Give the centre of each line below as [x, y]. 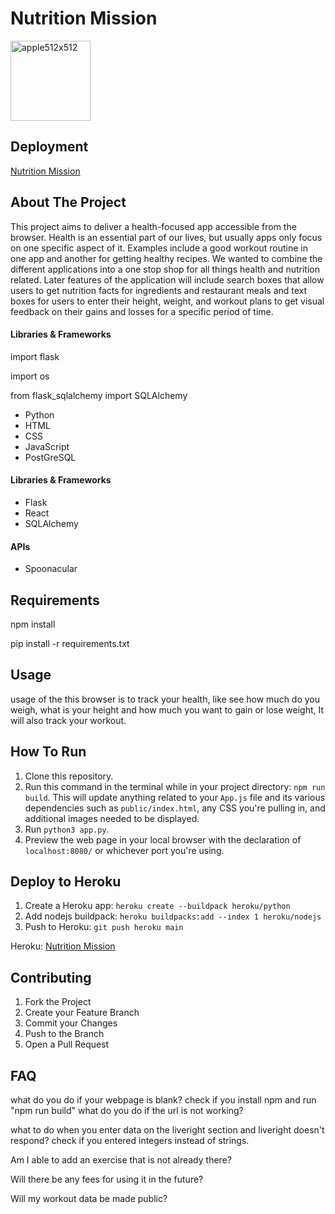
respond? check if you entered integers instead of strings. [130, 1141]
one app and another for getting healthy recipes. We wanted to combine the [166, 258]
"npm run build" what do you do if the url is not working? [127, 1111]
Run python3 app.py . [67, 829]
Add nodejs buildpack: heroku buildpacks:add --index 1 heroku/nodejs [173, 916]
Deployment [49, 147]
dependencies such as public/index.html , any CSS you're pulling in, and [175, 808]
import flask [35, 356]
